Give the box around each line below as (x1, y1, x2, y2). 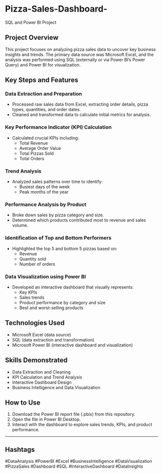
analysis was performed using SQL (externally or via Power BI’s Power (5, 57, 146, 63)
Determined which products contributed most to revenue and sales (12, 217, 147, 223)
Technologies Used (5, 319, 65, 327)
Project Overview (5, 33, 59, 42)
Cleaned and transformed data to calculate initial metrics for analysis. (12, 112, 151, 117)
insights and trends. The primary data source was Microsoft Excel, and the (5, 51, 154, 57)
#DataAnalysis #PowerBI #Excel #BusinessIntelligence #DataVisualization (5, 458, 152, 464)
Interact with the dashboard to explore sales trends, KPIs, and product (12, 422, 152, 427)
